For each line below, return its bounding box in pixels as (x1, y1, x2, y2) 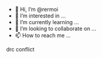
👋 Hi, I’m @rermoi (14, 6, 59, 13)
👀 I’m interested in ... (14, 12, 66, 19)
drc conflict (6, 46, 35, 53)
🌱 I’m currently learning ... (14, 19, 79, 25)
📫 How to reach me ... (14, 32, 71, 39)
